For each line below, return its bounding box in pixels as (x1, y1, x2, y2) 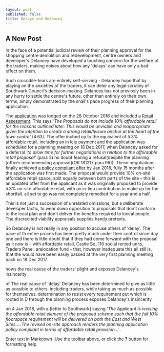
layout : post (5, 7, 32, 12)
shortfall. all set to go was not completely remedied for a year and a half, (5, 191, 151, 197)
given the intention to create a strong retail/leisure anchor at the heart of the (5, 129, 160, 134)
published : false (5, 12, 41, 17)
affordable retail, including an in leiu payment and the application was (5, 139, 145, 145)
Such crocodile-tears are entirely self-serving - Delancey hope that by (5, 78, 147, 84)
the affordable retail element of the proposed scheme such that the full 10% (5, 311, 158, 317)
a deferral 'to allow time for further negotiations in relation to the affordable (5, 150, 158, 155)
